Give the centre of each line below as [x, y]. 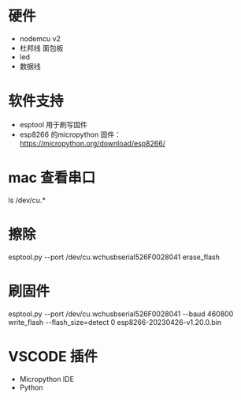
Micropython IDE [47, 379]
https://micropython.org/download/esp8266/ [92, 143]
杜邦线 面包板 [41, 47]
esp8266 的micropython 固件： [70, 134]
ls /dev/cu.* [27, 200]
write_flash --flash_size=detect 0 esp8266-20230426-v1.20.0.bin [115, 322]
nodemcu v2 [40, 38]
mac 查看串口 [52, 178]
